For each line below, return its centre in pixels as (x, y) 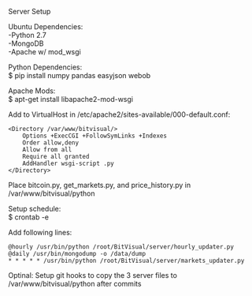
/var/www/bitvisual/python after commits (75, 284)
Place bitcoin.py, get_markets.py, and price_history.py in (100, 185)
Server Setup (30, 11)
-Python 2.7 (28, 35)
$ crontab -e (29, 217)
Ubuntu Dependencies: (46, 26)
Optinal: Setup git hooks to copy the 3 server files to (93, 275)
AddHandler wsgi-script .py (68, 163)
